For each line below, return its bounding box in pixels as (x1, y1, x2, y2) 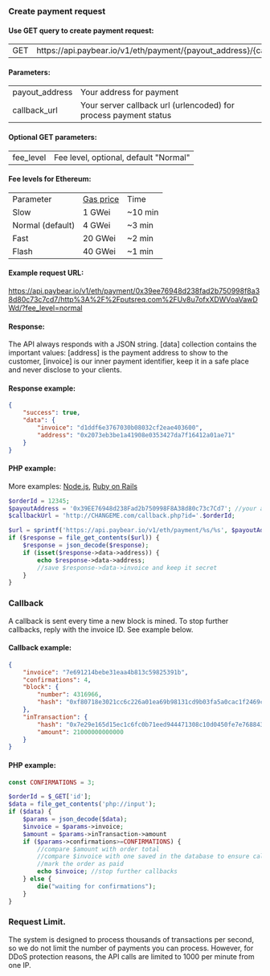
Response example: (8, 383, 76, 393)
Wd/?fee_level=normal (8, 303, 83, 313)
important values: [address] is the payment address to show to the (8, 348, 229, 358)
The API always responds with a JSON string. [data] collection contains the (8, 339, 257, 349)
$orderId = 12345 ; (8, 497, 70, 505)
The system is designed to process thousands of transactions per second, (8, 934, 255, 944)
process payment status (80, 110, 172, 121)
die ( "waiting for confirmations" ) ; (37, 882, 157, 890)
